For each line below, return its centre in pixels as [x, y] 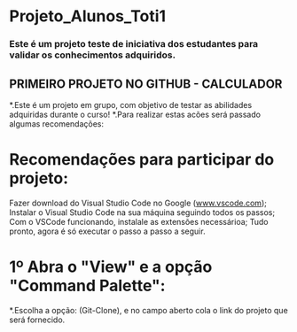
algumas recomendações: [57, 124]
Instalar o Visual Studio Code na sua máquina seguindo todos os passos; [142, 212]
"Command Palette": [87, 286]
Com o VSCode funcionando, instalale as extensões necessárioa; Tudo [139, 221]
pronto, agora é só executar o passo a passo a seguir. [107, 231]
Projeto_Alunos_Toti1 [88, 16]
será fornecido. [37, 320]
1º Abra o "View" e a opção [111, 267]
